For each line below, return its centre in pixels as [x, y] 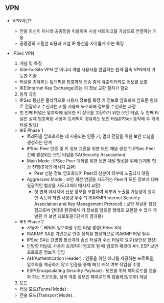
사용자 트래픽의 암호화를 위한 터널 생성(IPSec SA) [74, 227]
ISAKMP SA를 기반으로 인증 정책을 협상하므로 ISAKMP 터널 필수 [88, 234]
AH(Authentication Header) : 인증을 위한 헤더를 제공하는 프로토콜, [91, 258]
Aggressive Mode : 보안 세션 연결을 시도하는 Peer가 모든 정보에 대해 [93, 179]
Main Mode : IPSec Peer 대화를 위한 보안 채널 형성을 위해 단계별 [89, 161]
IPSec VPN [23, 53]
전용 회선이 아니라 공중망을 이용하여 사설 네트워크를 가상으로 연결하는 [85, 31]
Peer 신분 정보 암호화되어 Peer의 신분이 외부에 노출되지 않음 [92, 173]
